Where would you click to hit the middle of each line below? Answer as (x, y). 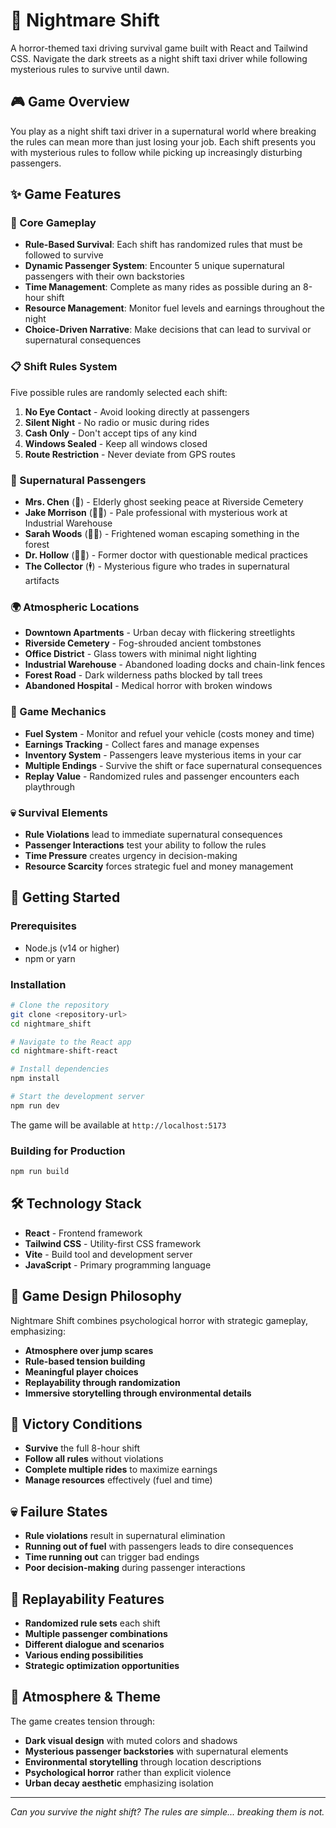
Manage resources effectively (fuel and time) (118, 1480)
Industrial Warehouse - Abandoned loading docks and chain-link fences (175, 665)
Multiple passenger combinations (96, 1634)
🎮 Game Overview (70, 102)
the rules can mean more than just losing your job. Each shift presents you (163, 141)
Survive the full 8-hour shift (82, 1448)
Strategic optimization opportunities (102, 1666)
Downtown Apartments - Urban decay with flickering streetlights (160, 633)
